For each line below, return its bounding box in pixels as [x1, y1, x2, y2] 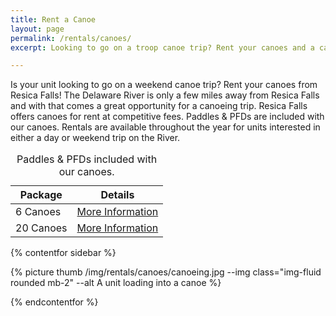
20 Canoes [15, 221, 68, 235]
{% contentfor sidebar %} [10, 247, 117, 259]
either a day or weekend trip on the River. [10, 132, 181, 144]
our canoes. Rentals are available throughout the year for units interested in [10, 121, 321, 133]
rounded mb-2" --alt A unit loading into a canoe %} [10, 277, 222, 289]
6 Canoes [15, 205, 62, 219]
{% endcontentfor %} [10, 296, 99, 308]
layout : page [10, 24, 65, 34]
